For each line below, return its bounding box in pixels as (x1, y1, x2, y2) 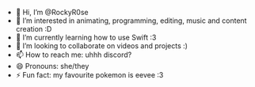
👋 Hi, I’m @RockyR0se (15, 8, 89, 17)
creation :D (15, 25, 52, 33)
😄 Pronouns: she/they (15, 62, 89, 70)
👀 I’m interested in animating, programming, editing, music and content (15, 16, 247, 25)
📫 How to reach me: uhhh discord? (15, 50, 132, 59)
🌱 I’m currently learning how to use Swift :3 (15, 32, 157, 42)
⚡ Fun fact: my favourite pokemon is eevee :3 (15, 70, 164, 79)
